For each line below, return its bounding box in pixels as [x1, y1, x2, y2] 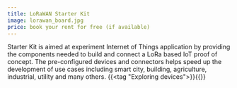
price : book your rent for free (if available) [7, 23, 151, 30]
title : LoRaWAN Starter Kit [7, 10, 91, 18]
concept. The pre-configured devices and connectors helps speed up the [7, 58, 222, 66]
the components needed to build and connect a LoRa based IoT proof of [7, 50, 218, 58]
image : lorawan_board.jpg [7, 17, 83, 24]
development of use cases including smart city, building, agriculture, [7, 65, 207, 74]
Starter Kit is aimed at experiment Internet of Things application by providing [7, 43, 231, 51]
